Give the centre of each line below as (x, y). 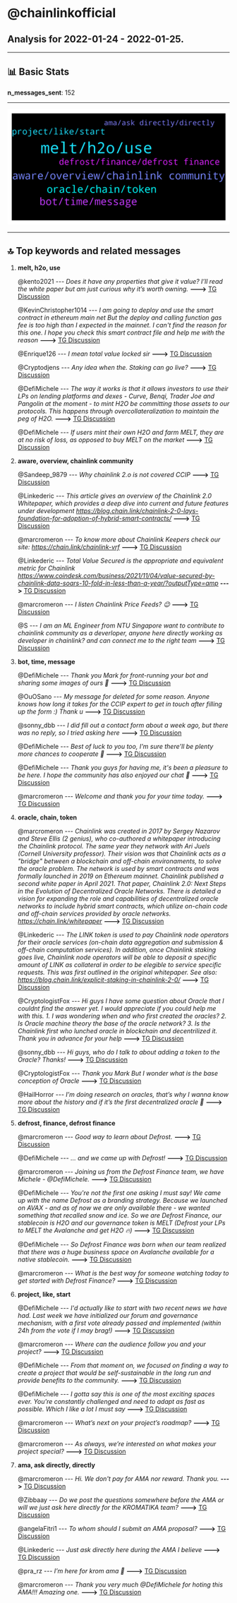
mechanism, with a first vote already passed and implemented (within (119, 1323)
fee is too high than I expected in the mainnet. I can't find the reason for (122, 325)
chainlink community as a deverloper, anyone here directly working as (120, 633)
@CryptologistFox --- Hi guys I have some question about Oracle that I (121, 1001)
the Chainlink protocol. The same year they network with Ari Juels (114, 846)
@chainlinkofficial (62, 13)
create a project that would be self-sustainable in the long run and (114, 1373)
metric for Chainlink (46, 568)
